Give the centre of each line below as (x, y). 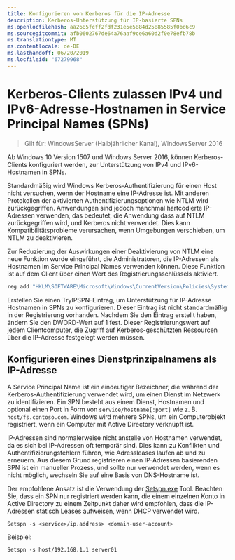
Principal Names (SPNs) (78, 124)
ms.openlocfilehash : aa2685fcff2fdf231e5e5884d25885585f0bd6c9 (101, 27)
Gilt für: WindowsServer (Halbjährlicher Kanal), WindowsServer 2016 (123, 143)
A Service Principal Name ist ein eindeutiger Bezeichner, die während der (113, 387)
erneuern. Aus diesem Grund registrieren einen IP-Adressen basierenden (113, 460)
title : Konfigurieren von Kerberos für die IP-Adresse (89, 14)
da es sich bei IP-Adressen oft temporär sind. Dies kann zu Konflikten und (113, 446)
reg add (19, 286)
